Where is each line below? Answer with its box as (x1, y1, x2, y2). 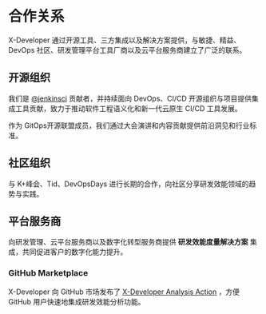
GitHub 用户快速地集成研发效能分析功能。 (8, 296, 145, 306)
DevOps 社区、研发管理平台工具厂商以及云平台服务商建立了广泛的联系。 (8, 45, 247, 54)
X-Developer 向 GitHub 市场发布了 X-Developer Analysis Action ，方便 (8, 287, 240, 296)
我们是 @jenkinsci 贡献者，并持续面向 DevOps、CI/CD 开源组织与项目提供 (8, 93, 252, 103)
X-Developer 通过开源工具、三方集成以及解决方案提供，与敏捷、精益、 (8, 35, 241, 45)
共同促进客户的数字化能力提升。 (22, 247, 128, 256)
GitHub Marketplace (8, 268, 89, 279)
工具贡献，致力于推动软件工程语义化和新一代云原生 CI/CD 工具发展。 (14, 103, 242, 113)
